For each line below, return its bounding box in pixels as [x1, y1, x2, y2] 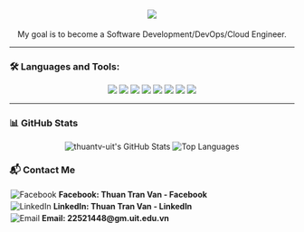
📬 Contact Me [9, 163, 76, 176]
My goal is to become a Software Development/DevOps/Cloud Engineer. [17, 28, 287, 40]
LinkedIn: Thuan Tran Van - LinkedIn [52, 200, 193, 211]
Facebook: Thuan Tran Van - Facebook [58, 189, 208, 200]
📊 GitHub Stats [9, 117, 79, 130]
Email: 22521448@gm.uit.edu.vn [42, 212, 170, 223]
